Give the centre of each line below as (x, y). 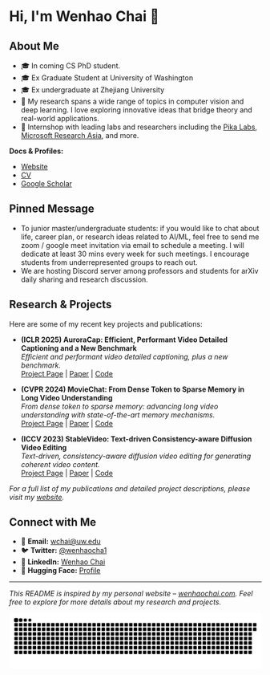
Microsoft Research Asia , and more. (80, 135)
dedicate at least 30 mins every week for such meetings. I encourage (135, 254)
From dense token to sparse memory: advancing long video (119, 406)
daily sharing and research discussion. (85, 279)
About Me (34, 46)
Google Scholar (46, 183)
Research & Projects (60, 305)
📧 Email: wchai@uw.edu (60, 542)
